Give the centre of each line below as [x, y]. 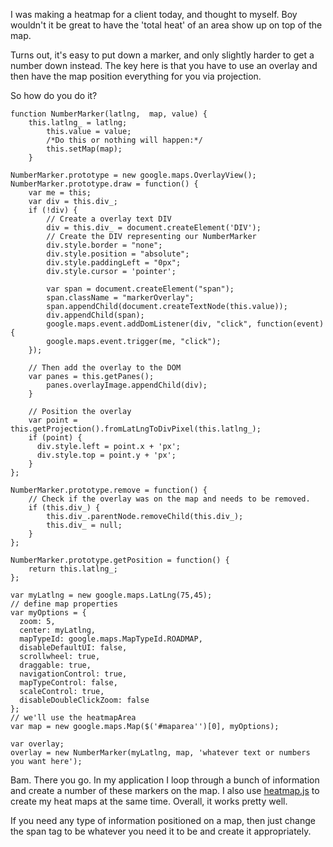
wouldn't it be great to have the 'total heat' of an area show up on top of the [166, 25]
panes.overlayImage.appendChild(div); [127, 385]
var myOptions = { [48, 613]
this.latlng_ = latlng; [78, 123]
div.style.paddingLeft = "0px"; [114, 263]
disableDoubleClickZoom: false [84, 700]
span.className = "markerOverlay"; [120, 298]
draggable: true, [55, 665]
